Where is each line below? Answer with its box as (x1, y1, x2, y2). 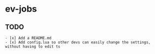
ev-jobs (5, 3, 37, 15)
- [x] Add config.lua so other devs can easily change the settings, (5, 40, 151, 45)
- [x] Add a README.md (5, 36, 52, 40)
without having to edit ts (5, 44, 61, 49)
